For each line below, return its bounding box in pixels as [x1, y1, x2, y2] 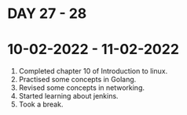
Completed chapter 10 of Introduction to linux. [18, 66, 168, 76]
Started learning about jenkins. [18, 92, 119, 101]
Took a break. [18, 99, 64, 110]
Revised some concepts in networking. [18, 83, 145, 92]
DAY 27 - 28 [7, 5, 87, 23]
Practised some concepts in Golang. [18, 75, 137, 84]
